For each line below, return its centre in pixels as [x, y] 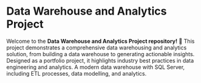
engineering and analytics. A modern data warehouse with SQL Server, [96, 67]
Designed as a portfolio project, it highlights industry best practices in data [100, 60]
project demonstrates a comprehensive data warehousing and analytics [97, 48]
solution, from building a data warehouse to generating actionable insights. [100, 54]
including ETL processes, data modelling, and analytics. [76, 73]
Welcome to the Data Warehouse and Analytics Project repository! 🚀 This [100, 41]
